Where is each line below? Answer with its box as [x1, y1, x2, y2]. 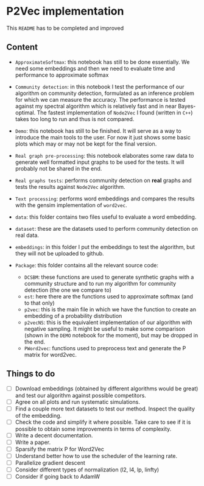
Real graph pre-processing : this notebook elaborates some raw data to [15, 152, 194, 159]
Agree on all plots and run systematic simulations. [15, 398, 140, 406]
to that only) [24, 299, 55, 306]
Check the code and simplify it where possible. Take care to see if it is [15, 418, 191, 426]
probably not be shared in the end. [15, 164, 102, 172]
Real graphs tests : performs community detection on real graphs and [15, 177, 192, 184]
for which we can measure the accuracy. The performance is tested [15, 96, 186, 103]
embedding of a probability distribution [24, 312, 122, 319]
